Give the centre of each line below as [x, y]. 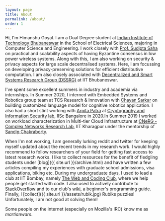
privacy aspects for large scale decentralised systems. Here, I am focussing [83, 64]
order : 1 [14, 24]
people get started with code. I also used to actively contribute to [72, 184]
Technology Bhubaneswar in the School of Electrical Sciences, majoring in [81, 43]
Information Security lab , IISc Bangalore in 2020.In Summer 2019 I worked [81, 116]
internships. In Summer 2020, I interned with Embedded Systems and [76, 95]
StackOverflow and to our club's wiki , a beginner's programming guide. [78, 189]
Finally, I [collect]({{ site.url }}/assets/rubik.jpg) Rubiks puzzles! [70, 194]
